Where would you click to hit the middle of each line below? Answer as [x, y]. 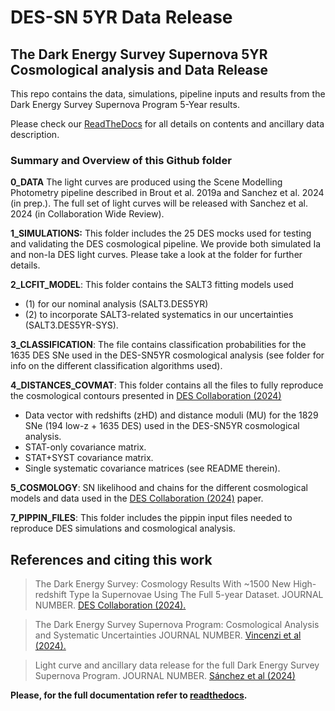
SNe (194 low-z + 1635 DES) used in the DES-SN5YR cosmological [162, 426]
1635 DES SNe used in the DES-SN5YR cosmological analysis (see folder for [167, 355]
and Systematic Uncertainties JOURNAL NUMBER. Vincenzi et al [168, 635]
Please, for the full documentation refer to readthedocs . [129, 695]
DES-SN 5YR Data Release [121, 17]
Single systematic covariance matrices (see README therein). [152, 468]
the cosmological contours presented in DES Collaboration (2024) [146, 396]
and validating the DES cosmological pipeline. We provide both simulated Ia [166, 244]
